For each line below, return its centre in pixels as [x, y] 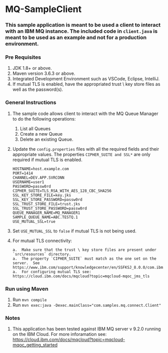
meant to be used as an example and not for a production [76, 38]
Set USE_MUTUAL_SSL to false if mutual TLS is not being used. [74, 231]
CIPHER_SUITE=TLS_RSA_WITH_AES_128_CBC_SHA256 [62, 191]
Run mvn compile [30, 300]
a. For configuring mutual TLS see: [52, 272]
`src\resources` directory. [42, 254]
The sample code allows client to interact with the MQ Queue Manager [85, 113]
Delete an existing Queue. [47, 139]
